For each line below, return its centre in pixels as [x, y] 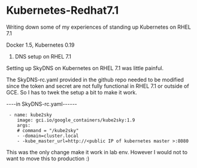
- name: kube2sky [30, 115]
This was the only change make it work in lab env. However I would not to [97, 152]
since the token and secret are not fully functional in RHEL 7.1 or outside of [98, 86]
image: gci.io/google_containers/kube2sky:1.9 [76, 120]
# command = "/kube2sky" [48, 130]
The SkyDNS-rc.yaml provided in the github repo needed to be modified [95, 80]
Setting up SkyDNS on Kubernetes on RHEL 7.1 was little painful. [85, 68]
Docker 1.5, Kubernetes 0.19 [40, 45]
